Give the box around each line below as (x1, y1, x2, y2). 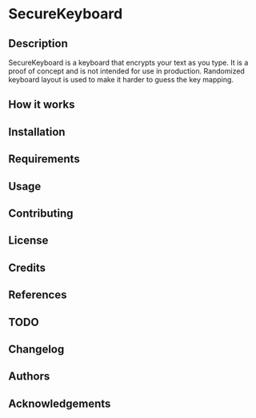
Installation (8, 125, 66, 138)
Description (8, 37, 68, 50)
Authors (8, 369, 50, 384)
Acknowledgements (8, 396, 111, 410)
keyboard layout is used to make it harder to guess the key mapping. (8, 75, 234, 84)
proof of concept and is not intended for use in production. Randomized (8, 66, 246, 76)
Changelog (8, 342, 65, 356)
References (8, 289, 67, 302)
